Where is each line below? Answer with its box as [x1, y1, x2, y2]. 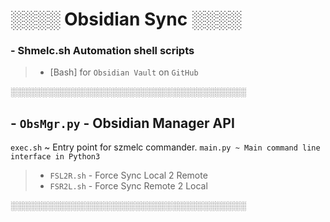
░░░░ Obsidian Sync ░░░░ [10, 8, 242, 31]
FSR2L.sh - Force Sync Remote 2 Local [49, 180, 208, 192]
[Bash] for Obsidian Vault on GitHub [49, 66, 199, 78]
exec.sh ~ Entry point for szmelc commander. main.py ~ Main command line [10, 141, 321, 153]
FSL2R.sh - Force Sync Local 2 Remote [49, 169, 208, 182]
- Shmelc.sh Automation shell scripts [10, 44, 195, 58]
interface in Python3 [10, 152, 101, 162]
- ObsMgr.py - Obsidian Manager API [10, 114, 235, 132]
